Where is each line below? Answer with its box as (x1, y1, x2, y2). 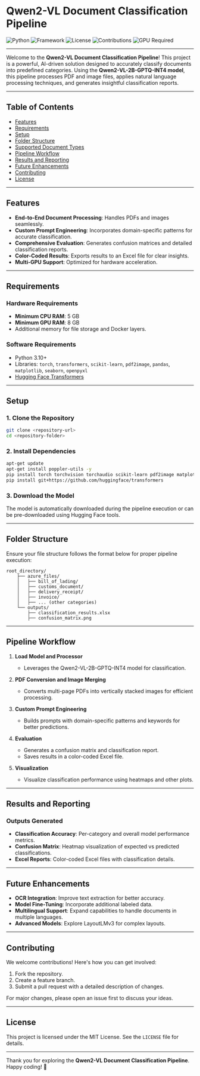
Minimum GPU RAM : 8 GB (14, 319, 80, 326)
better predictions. (23, 723, 70, 730)
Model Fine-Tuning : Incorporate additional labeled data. (14, 901, 153, 908)
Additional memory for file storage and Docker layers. (14, 326, 147, 333)
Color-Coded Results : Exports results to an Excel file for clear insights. (14, 252, 189, 259)
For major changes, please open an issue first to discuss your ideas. (6, 995, 174, 1002)
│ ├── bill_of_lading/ (17, 578, 79, 584)
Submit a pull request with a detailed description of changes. (14, 983, 164, 990)
